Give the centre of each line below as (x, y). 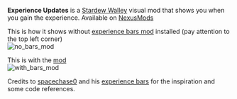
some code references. (42, 89)
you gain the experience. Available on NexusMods (81, 18)
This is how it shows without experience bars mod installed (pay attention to (118, 31)
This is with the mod (37, 60)
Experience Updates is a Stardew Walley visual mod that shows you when (116, 10)
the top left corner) (35, 39)
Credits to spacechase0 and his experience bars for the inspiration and (111, 81)
